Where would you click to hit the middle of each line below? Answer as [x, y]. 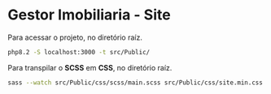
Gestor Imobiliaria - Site [90, 15]
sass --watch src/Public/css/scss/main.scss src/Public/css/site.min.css [135, 83]
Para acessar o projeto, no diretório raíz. [75, 37]
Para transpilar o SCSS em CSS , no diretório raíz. [90, 67]
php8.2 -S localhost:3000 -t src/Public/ [79, 52]
